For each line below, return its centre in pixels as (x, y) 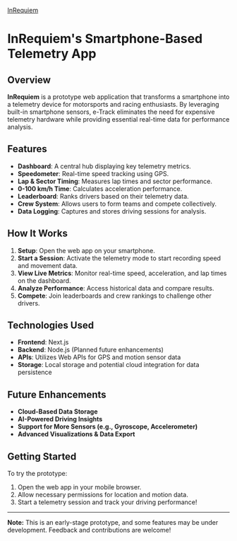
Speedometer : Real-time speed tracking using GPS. (93, 173)
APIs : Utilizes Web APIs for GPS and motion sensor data (99, 357)
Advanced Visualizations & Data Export (76, 434)
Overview (29, 80)
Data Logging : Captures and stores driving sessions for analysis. (112, 211)
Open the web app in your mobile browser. (79, 487)
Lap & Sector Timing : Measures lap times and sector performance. (115, 181)
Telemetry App (52, 54)
